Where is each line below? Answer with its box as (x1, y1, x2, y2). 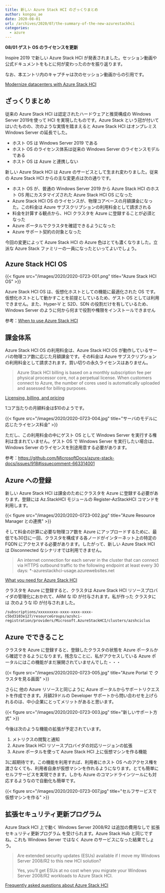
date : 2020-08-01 (5, 16, 41, 21)
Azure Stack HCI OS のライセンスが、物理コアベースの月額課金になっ (12, 198, 153, 204)
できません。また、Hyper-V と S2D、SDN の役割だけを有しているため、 (5, 301, 151, 307)
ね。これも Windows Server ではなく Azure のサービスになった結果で (5, 836, 146, 842)
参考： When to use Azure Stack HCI (5, 317, 79, 323)
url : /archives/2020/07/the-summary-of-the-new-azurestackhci (5, 21, 135, 26)
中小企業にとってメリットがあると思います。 (26, 699, 116, 705)
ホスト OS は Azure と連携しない (12, 158, 79, 164)
